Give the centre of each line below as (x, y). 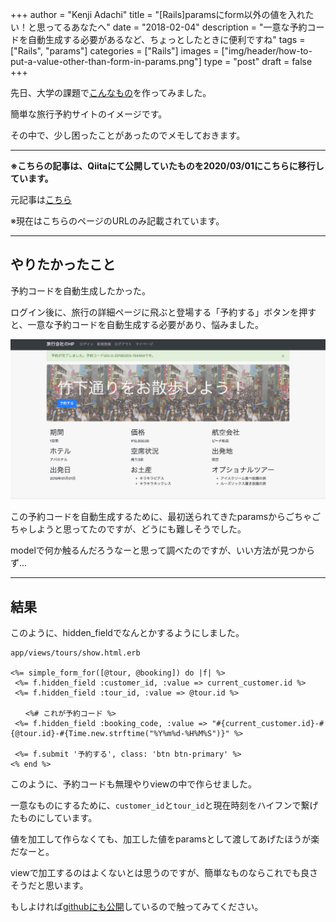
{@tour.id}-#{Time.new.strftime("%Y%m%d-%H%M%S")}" (120, 734)
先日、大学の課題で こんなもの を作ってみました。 (111, 92)
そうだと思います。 (49, 885)
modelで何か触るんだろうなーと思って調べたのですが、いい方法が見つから (162, 550)
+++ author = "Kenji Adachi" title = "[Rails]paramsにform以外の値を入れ (158, 14)
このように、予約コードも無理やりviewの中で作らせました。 (133, 784)
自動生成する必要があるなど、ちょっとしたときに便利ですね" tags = (166, 39)
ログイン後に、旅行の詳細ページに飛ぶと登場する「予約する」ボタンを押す (163, 312)
